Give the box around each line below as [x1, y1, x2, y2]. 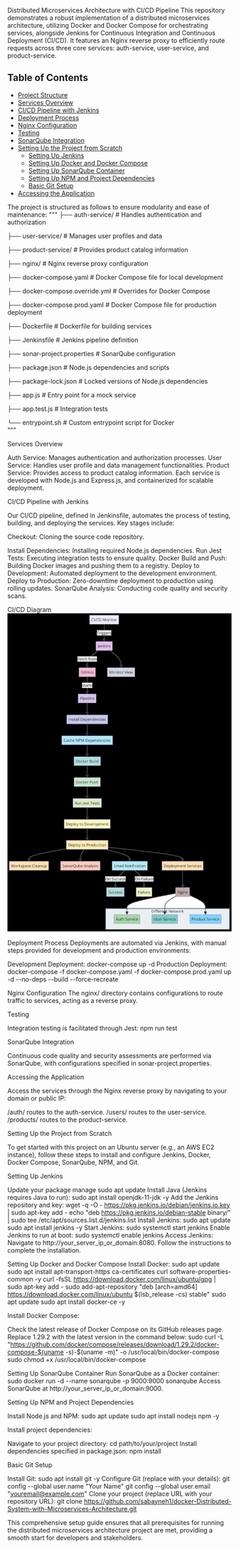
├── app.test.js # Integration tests [7, 404, 108, 413]
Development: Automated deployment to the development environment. [7, 569, 218, 577]
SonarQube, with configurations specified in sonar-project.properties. [7, 1058, 212, 1067]
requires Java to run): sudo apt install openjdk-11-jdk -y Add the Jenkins [7, 1193, 219, 1201]
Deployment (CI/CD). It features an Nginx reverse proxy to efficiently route [7, 36, 225, 45]
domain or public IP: [7, 1094, 66, 1103]
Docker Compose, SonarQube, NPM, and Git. [7, 1158, 140, 1167]
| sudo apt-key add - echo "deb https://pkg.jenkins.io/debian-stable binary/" [7, 1208, 231, 1216]
